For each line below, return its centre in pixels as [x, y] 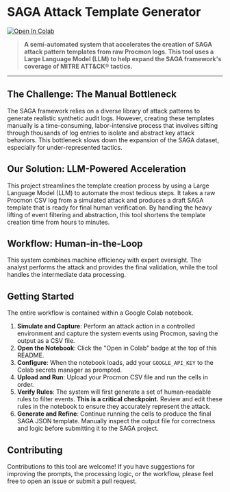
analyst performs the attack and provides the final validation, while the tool [112, 267]
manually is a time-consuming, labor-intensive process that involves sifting [113, 125]
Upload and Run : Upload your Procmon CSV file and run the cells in [113, 377]
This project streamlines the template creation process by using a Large [108, 186]
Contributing [35, 450]
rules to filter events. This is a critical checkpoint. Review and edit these [119, 399]
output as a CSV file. [46, 341]
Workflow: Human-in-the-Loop [75, 244]
